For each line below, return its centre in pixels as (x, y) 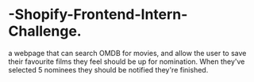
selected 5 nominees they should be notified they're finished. (108, 69)
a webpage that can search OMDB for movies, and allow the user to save (127, 53)
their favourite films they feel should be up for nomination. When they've (127, 61)
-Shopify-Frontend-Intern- (98, 15)
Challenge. (45, 31)
